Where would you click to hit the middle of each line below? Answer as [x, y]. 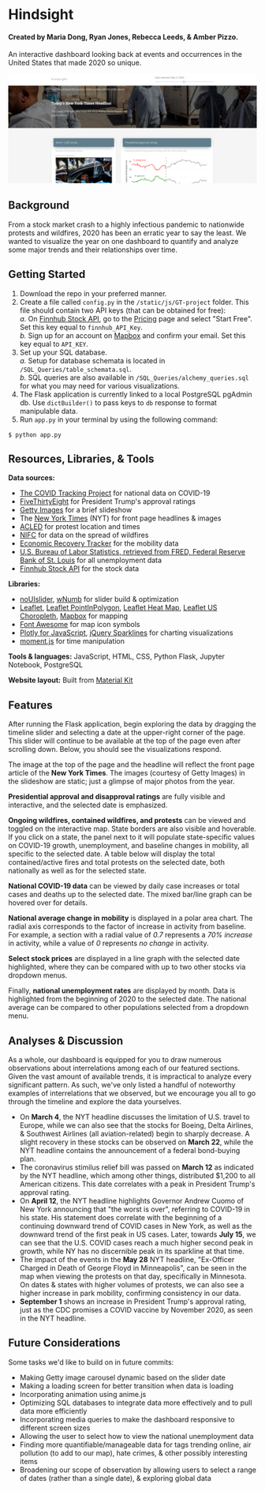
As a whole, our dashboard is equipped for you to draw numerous [115, 1059]
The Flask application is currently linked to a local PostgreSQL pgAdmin [136, 394]
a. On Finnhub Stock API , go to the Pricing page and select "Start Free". [136, 318]
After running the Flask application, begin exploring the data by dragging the [132, 724]
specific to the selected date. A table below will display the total [112, 854]
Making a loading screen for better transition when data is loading [127, 1386]
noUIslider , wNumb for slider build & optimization [99, 599]
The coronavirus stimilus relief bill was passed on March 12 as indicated [136, 1167]
